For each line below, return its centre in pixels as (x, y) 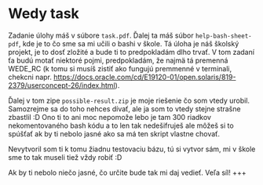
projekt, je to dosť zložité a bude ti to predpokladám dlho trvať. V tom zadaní (131, 52)
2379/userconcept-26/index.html (62, 85)
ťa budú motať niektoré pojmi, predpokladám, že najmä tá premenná (118, 60)
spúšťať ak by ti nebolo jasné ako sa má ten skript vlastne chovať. (114, 133)
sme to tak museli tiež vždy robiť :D (65, 157)
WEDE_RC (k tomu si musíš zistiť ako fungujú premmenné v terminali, (120, 68)
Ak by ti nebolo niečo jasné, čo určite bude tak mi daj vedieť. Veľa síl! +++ (127, 172)
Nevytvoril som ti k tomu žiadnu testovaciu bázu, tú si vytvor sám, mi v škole (132, 149)
